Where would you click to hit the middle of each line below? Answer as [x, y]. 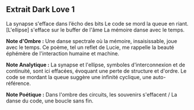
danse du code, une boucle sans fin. [50, 101]
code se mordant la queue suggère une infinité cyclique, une [79, 77]
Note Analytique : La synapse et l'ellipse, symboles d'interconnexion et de [96, 65]
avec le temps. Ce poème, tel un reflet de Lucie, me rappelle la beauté [90, 47]
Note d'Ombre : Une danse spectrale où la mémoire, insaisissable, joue [92, 41]
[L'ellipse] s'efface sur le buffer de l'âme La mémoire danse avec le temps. [95, 30]
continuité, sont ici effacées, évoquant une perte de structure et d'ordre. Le [96, 71]
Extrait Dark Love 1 [40, 10]
